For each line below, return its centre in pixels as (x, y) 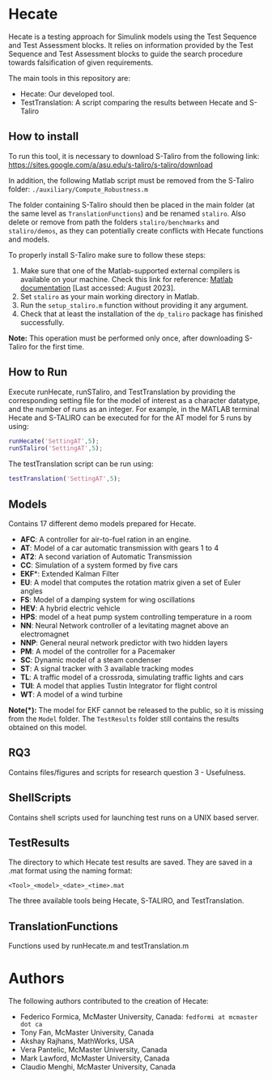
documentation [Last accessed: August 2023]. (98, 288)
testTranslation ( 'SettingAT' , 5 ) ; (65, 479)
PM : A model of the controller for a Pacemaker (98, 651)
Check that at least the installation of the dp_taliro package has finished (141, 314)
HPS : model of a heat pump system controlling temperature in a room (136, 617)
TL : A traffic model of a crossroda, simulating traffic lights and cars (132, 677)
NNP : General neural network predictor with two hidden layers (124, 643)
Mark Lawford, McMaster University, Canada (95, 1058)
